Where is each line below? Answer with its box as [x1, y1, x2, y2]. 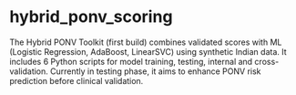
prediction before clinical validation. [9, 75, 144, 86]
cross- [254, 56, 280, 67]
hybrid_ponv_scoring [9, 6, 173, 27]
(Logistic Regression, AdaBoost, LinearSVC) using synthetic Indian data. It [9, 46, 287, 57]
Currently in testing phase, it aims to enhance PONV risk [49, 66, 261, 77]
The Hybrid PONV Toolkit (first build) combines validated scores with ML [9, 37, 282, 47]
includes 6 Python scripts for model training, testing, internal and [9, 56, 253, 67]
